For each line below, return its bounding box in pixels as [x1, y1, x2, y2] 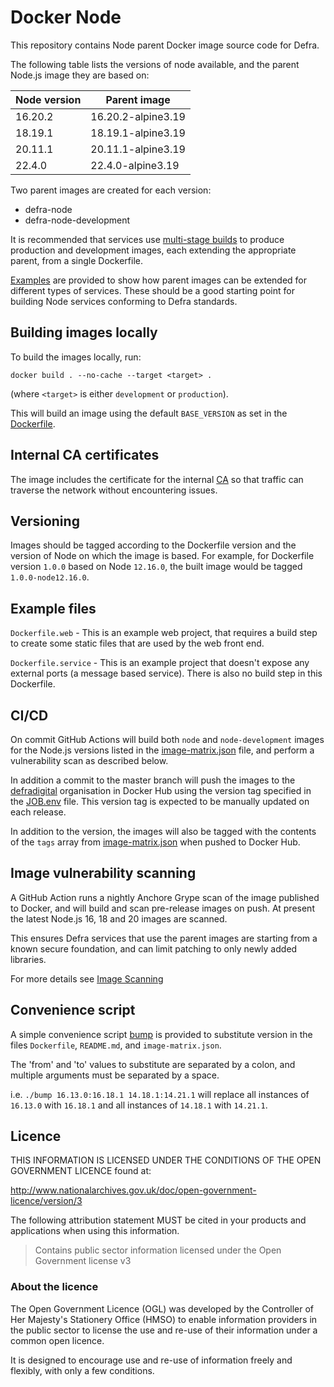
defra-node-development [24, 214, 130, 226]
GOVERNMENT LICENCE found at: [10, 1165, 152, 1177]
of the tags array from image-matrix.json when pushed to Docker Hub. [10, 836, 301, 848]
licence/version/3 [10, 1195, 83, 1207]
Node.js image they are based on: [10, 69, 150, 81]
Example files [10, 600, 97, 617]
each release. [10, 806, 67, 818]
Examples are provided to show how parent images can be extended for [10, 274, 308, 286]
